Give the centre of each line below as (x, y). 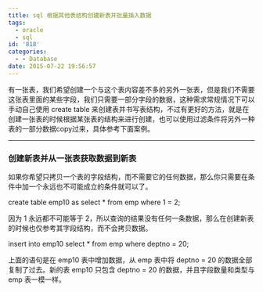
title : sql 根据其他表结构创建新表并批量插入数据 (80, 15)
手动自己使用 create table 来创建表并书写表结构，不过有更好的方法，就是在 (129, 109)
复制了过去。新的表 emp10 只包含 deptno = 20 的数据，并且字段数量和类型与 (131, 270)
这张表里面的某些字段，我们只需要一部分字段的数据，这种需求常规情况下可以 (131, 99)
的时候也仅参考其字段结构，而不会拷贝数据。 (80, 229)
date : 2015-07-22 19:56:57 (52, 67)
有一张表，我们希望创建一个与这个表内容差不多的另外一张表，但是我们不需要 (131, 89)
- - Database (36, 59)
